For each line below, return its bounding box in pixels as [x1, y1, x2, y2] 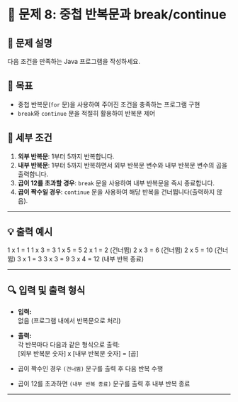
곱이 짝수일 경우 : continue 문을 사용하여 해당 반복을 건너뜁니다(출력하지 [17, 188, 215, 196]
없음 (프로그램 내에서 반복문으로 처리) [17, 317, 121, 325]
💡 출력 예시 [7, 226, 53, 238]
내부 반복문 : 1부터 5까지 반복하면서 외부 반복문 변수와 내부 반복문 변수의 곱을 [17, 161, 228, 169]
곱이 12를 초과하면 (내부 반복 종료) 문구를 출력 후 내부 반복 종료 [17, 379, 191, 388]
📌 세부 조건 [7, 132, 53, 144]
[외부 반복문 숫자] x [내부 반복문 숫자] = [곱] [17, 349, 140, 358]
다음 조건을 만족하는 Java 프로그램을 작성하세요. [7, 58, 140, 65]
